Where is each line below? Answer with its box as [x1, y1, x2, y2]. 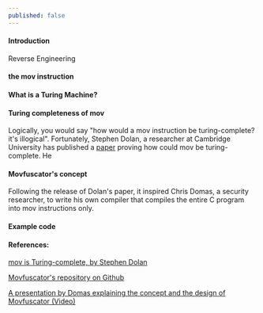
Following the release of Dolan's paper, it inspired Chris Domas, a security [8, 187, 249, 197]
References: [8, 239, 50, 250]
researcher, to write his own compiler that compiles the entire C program [8, 195, 245, 204]
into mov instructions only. [8, 204, 95, 213]
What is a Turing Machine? [8, 90, 98, 100]
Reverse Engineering [8, 53, 77, 63]
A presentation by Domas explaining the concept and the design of [8, 288, 226, 298]
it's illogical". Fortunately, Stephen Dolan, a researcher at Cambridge [8, 134, 231, 143]
